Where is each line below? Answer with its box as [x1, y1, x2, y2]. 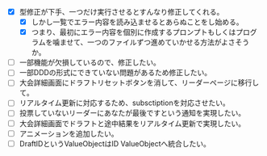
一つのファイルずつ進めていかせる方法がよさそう [87, 37, 250, 47]
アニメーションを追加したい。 [19, 129, 119, 138]
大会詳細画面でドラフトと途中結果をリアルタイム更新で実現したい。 [19, 118, 246, 128]
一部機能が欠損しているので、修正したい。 [19, 57, 161, 67]
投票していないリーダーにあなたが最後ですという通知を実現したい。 [19, 108, 246, 118]
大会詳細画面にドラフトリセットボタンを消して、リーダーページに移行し [19, 78, 260, 87]
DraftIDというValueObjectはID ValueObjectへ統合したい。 [19, 138, 211, 148]
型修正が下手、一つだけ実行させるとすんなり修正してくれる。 [19, 7, 224, 16]
